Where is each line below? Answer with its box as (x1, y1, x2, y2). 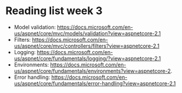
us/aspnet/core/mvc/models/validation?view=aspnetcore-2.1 (14, 29, 161, 36)
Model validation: (14, 24, 56, 31)
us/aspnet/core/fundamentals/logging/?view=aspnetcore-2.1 (14, 55, 161, 62)
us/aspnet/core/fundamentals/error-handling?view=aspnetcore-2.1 (14, 79, 176, 87)
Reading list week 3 (5, 4, 103, 18)
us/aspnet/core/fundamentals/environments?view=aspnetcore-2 (14, 67, 171, 74)
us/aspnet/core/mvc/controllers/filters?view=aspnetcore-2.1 (14, 42, 160, 49)
